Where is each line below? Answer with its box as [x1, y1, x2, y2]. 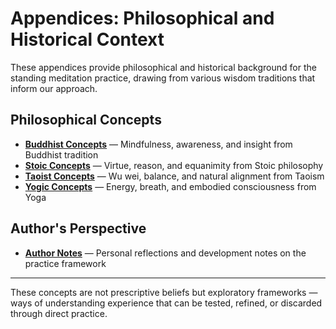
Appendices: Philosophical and [10, 7, 275, 30]
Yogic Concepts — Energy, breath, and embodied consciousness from [24, 180, 317, 192]
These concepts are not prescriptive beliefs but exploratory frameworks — [10, 286, 318, 298]
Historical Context [10, 28, 165, 51]
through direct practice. [10, 307, 108, 319]
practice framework [24, 257, 107, 269]
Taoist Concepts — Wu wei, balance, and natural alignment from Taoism [24, 170, 325, 182]
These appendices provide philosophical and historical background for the [10, 61, 317, 73]
